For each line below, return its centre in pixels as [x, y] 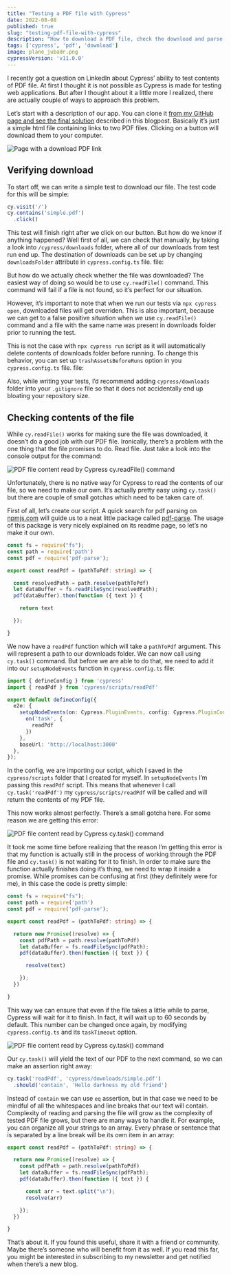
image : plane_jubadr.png [43, 52]
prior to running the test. [42, 333]
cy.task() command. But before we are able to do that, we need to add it [111, 661]
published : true [30, 26]
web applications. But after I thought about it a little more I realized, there [110, 92]
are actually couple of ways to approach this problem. [84, 100]
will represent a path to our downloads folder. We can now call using [104, 653]
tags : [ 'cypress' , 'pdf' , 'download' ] [63, 45]
